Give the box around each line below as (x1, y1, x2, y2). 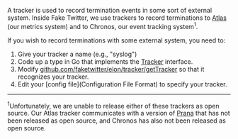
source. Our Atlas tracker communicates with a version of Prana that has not (7, 109, 230, 118)
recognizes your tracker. (17, 72, 89, 81)
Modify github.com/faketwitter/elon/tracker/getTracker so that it (17, 65, 205, 73)
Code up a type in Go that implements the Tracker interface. (17, 57, 193, 66)
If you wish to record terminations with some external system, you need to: (7, 35, 226, 45)
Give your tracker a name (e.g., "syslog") (17, 50, 137, 58)
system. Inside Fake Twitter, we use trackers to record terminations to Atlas (7, 13, 227, 22)
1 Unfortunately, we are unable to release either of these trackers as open (7, 100, 220, 110)
